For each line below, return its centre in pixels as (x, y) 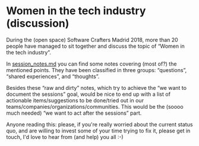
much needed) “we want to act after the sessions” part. (74, 113)
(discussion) (38, 23)
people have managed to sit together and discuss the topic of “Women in (96, 46)
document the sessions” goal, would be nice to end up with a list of (89, 94)
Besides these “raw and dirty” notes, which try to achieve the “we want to (97, 87)
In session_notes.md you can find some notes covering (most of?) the (91, 64)
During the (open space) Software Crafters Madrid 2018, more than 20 (92, 40)
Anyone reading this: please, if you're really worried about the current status (99, 124)
